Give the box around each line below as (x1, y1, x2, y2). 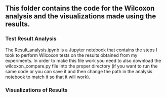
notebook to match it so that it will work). (5, 74, 91, 80)
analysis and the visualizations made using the (5, 12, 156, 21)
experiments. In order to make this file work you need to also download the (5, 57, 161, 63)
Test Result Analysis (5, 35, 57, 42)
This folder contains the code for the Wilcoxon (5, 4, 155, 13)
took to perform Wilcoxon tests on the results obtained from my (5, 52, 138, 58)
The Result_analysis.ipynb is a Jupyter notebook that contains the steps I (5, 47, 157, 53)
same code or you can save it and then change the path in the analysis (5, 68, 153, 74)
